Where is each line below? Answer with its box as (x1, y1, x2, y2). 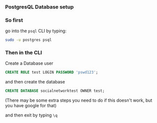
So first (5, 16, 23, 23)
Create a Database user (5, 60, 53, 66)
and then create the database (5, 79, 65, 85)
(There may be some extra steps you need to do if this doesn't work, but (5, 97, 153, 103)
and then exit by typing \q (5, 112, 58, 118)
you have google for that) (5, 103, 57, 109)
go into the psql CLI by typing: (5, 28, 67, 34)
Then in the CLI (5, 49, 42, 56)
